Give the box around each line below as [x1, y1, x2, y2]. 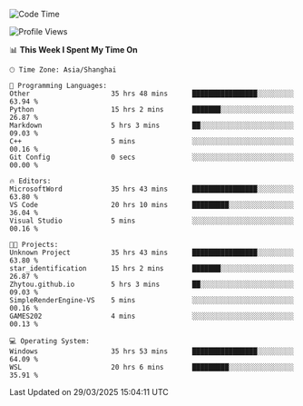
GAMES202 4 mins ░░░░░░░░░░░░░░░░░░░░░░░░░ [9, 312, 295, 321]
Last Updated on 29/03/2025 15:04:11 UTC [9, 387, 170, 397]
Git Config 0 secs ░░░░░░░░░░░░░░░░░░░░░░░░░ [9, 153, 295, 162]
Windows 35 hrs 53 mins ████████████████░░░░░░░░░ [9, 347, 295, 356]
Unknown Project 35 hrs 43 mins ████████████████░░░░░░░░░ [9, 248, 295, 257]
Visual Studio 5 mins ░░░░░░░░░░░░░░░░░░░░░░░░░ [9, 216, 295, 225]
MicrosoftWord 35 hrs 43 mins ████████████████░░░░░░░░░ [9, 184, 295, 193]
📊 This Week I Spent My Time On [9, 45, 138, 54]
